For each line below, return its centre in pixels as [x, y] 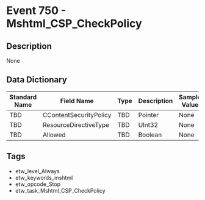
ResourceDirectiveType [76, 124]
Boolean [150, 135]
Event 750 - [36, 11]
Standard [23, 97]
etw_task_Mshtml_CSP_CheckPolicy [60, 190]
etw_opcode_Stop [38, 184]
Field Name [77, 101]
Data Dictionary [37, 80]
